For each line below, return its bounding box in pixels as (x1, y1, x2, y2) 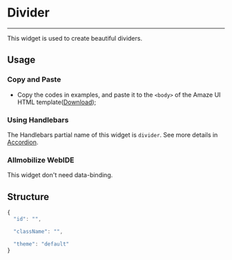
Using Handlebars (7, 115, 69, 125)
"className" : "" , (13, 228, 64, 235)
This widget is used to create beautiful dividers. (7, 34, 143, 42)
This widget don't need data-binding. (7, 171, 113, 179)
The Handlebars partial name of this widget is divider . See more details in (7, 130, 218, 139)
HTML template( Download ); (17, 98, 97, 106)
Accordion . (7, 138, 39, 146)
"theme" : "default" (13, 240, 70, 248)
